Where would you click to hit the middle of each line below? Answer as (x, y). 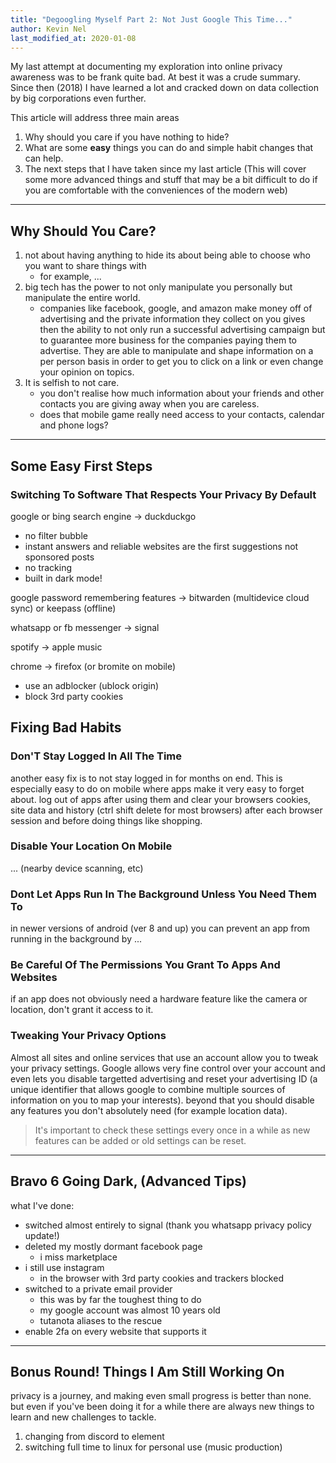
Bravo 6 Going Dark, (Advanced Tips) (128, 1181)
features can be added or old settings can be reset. (140, 1140)
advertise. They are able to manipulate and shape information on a (176, 351)
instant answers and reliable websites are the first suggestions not (161, 546)
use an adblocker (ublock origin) (92, 685)
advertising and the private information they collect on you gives (172, 319)
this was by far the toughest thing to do (120, 1299)
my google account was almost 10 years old (130, 1310)
